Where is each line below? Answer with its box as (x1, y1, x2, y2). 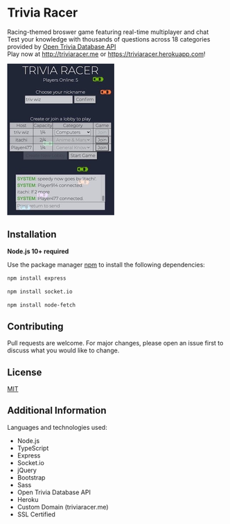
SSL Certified (17, 510, 55, 518)
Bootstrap (17, 473, 46, 482)
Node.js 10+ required (7, 247, 69, 255)
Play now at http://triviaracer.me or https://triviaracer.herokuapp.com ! (7, 50, 206, 58)
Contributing (7, 320, 64, 332)
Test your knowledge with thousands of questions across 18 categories (7, 35, 211, 43)
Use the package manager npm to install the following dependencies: (7, 260, 206, 269)
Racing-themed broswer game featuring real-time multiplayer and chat (7, 28, 209, 36)
